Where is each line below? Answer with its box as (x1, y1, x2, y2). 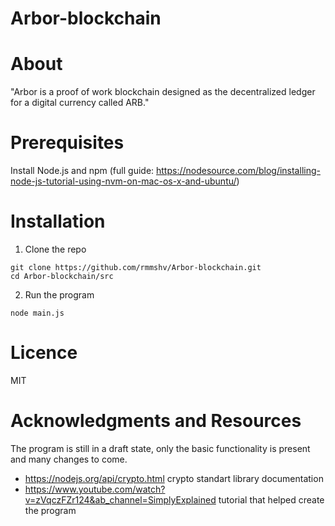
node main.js (10, 308, 65, 318)
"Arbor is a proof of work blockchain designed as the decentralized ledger (10, 86, 316, 98)
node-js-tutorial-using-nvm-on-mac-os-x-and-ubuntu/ (10, 175, 237, 187)
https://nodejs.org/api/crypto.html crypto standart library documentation (24, 472, 324, 484)
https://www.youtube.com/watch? (24, 483, 166, 495)
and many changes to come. (10, 453, 128, 465)
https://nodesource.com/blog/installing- (156, 165, 321, 177)
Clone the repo (24, 243, 87, 255)
